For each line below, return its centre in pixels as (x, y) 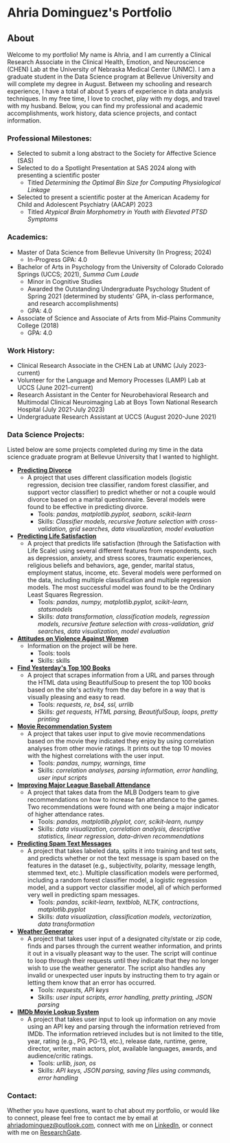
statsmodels (55, 609)
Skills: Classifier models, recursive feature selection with (117, 522)
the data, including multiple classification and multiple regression (119, 580)
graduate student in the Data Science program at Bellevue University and (111, 76)
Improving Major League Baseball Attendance (84, 785)
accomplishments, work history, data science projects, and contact (102, 113)
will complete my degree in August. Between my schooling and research (110, 84)
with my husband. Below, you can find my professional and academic (105, 106)
